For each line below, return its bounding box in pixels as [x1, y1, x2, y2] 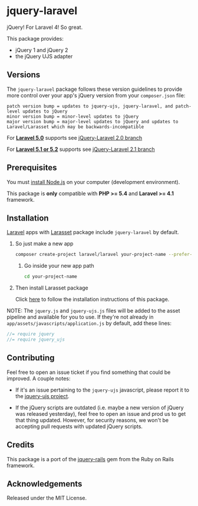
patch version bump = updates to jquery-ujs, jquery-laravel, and [6, 103, 173, 109]
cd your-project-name [24, 274, 77, 280]
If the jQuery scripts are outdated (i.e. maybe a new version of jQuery [15, 404, 184, 411]
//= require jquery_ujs [6, 337, 65, 343]
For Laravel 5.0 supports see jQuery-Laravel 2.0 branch [6, 134, 143, 141]
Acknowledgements [6, 479, 82, 489]
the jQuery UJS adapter [15, 52, 73, 60]
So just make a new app [15, 240, 74, 247]
